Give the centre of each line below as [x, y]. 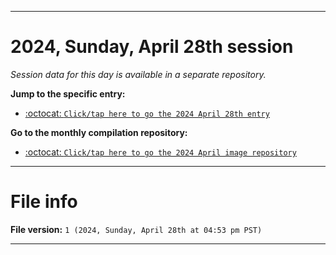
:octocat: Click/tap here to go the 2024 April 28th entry [147, 113]
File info [44, 202]
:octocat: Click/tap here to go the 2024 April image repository [160, 152]
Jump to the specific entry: [68, 93]
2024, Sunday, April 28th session [152, 47]
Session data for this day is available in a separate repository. [138, 74]
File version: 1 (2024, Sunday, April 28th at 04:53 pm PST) [136, 229]
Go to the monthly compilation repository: [99, 132]
